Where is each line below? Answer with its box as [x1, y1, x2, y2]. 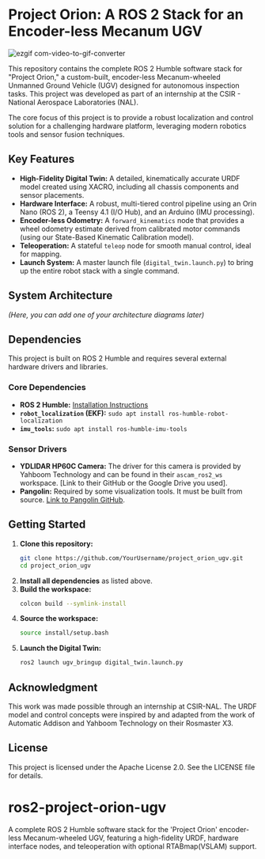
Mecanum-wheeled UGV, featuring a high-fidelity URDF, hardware [23, 833, 239, 842]
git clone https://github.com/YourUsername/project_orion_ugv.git [19, 554, 244, 562]
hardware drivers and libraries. [8, 362, 108, 372]
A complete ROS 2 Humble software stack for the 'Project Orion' [8, 824, 218, 834]
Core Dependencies [8, 382, 87, 393]
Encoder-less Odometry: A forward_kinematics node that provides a [19, 215, 245, 225]
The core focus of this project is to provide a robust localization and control [8, 112, 254, 122]
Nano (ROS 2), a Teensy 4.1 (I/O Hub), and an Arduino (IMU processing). [19, 207, 255, 217]
